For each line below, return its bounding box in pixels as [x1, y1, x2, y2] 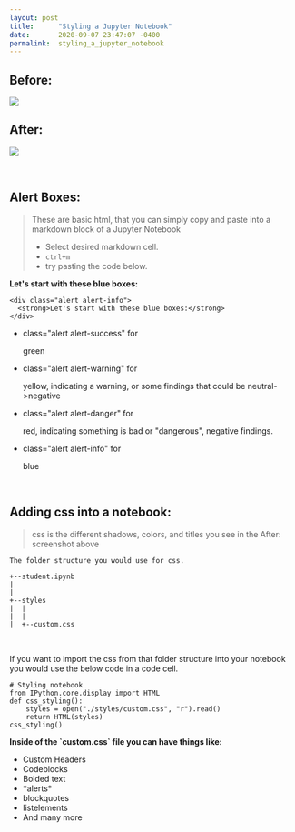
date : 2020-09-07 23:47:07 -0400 [9, 30, 161, 39]
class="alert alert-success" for [22, 327, 139, 338]
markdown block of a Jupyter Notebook [31, 224, 182, 235]
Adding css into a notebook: [9, 505, 172, 520]
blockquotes [22, 792, 70, 803]
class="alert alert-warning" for [22, 363, 138, 374]
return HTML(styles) [25, 712, 103, 721]
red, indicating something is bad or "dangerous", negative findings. [22, 425, 274, 436]
